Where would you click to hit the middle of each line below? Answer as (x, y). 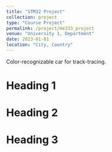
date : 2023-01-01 (28, 39)
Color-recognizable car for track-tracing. (56, 61)
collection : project (32, 17)
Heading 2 (32, 113)
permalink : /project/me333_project (50, 28)
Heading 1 (31, 86)
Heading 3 (32, 140)
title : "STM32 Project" (36, 12)
